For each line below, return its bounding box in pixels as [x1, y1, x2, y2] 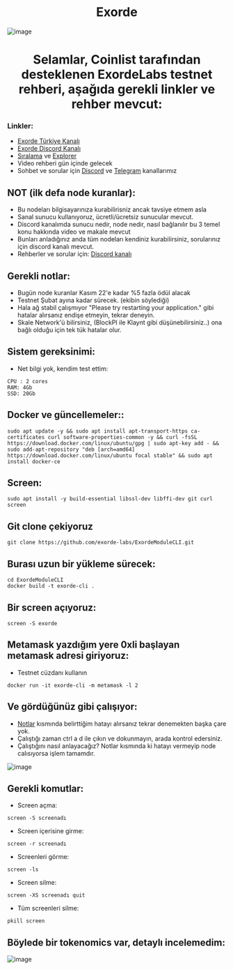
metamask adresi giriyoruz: [7, 650, 129, 662]
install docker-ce [7, 458, 61, 465]
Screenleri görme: [17, 853, 70, 861]
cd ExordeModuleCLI [7, 576, 64, 583]
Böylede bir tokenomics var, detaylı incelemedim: [7, 937, 226, 948]
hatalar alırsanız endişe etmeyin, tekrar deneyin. [17, 311, 155, 320]
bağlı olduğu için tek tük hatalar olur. [17, 326, 122, 334]
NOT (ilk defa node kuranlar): [7, 186, 136, 199]
